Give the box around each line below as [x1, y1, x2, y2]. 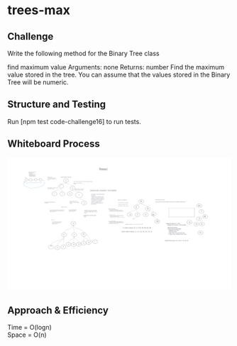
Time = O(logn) [7, 323, 52, 332]
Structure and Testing [7, 99, 106, 111]
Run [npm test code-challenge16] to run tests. [7, 117, 142, 125]
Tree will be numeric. [7, 78, 69, 86]
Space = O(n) [7, 330, 48, 339]
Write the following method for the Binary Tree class [7, 49, 160, 57]
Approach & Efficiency [7, 304, 109, 316]
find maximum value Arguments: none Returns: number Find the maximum [7, 63, 225, 71]
